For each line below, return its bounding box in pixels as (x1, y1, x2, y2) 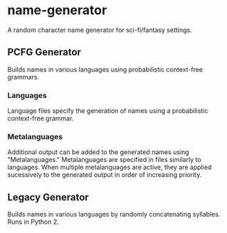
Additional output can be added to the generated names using (7, 148, 190, 156)
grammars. (7, 72, 39, 81)
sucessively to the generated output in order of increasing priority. (7, 170, 202, 179)
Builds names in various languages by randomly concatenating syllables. (7, 210, 221, 219)
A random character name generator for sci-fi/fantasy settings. (7, 26, 192, 34)
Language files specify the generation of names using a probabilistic (7, 107, 208, 115)
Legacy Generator (7, 191, 89, 203)
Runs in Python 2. (7, 217, 59, 226)
